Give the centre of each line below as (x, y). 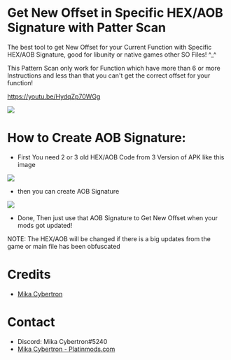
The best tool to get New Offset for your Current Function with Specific (110, 47)
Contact (31, 322)
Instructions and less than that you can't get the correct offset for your (109, 75)
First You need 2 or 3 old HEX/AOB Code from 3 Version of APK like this (121, 157)
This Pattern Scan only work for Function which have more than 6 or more (114, 68)
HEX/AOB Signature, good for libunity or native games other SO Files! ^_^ (112, 55)
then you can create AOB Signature (68, 191)
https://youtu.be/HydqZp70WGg (54, 96)
